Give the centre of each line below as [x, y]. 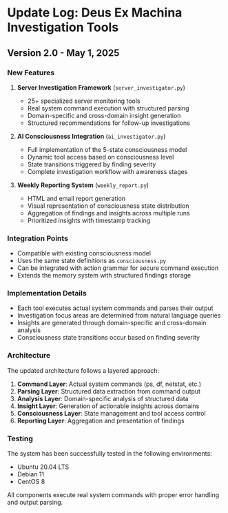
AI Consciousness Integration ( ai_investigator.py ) [91, 136]
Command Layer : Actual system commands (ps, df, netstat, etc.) [109, 384]
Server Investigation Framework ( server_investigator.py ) [101, 87]
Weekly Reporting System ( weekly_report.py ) [83, 185]
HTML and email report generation [76, 198]
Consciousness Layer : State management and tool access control [111, 413]
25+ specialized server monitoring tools [84, 101]
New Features [31, 72]
